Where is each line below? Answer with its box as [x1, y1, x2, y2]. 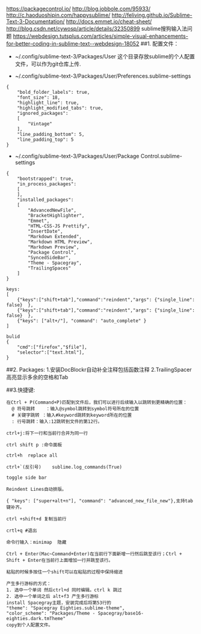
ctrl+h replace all [6, 452, 58, 458]
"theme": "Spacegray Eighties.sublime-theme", [6, 605, 125, 611]
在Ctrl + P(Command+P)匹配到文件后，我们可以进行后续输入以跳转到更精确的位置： [6, 399, 188, 405]
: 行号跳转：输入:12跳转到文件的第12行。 [11, 419, 102, 425]
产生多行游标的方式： [6, 580, 51, 586]
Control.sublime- [140, 153, 182, 159]
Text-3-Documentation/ [6, 18, 65, 25]
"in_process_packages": [17, 181, 77, 187]
